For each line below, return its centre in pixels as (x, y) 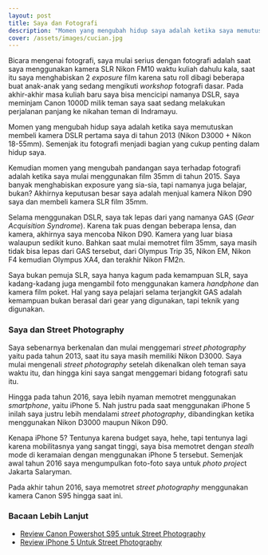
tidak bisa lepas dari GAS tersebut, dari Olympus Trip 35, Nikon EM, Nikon (130, 252)
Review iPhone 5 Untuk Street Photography (91, 542)
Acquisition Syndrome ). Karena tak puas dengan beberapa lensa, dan (122, 226)
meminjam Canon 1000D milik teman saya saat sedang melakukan (117, 103)
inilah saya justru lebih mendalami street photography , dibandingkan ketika (131, 414)
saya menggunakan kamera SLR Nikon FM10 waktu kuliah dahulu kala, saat (132, 69)
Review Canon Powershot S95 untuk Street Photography (112, 533)
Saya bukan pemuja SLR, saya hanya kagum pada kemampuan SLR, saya (128, 276)
